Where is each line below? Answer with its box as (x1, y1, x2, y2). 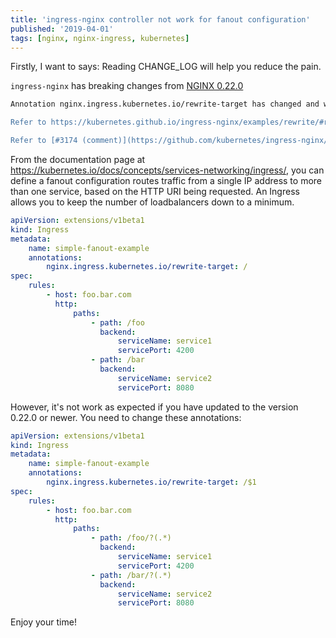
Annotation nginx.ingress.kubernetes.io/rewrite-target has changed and (10, 99, 320, 110)
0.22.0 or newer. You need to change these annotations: (10, 411, 242, 423)
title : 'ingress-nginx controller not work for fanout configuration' (10, 14, 311, 25)
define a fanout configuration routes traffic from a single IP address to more (10, 175, 323, 186)
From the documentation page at (10, 154, 146, 165)
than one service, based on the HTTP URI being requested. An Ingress (10, 186, 300, 197)
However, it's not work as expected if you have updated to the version (10, 401, 299, 413)
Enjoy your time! (10, 616, 77, 628)
